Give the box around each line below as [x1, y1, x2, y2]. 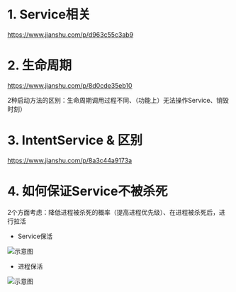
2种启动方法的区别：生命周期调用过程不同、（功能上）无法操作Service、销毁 [7, 96, 229, 104]
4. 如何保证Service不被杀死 [7, 184, 168, 199]
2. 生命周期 [7, 57, 72, 74]
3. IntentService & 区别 [7, 133, 143, 149]
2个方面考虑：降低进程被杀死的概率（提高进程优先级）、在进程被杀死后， [7, 208, 220, 216]
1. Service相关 [7, 6, 91, 23]
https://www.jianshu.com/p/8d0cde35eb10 [7, 81, 133, 89]
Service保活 [17, 232, 53, 240]
